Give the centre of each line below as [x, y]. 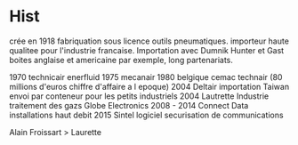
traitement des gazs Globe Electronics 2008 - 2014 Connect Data [129, 105]
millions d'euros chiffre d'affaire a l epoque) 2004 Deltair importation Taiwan [149, 86]
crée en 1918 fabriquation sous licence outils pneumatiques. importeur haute [149, 41]
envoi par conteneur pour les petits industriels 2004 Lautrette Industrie [139, 96]
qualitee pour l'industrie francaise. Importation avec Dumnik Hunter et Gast [147, 50]
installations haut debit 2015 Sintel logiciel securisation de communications [146, 115]
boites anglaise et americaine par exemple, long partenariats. [121, 60]
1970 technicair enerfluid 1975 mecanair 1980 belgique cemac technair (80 [146, 77]
